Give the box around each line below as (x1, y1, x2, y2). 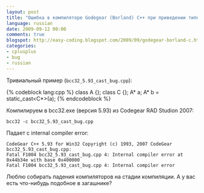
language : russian (6, 20, 53, 26)
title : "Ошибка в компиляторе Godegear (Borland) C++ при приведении (6, 15, 186, 21)
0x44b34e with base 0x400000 (6, 156, 80, 163)
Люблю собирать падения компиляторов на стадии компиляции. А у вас (6, 173, 195, 180)
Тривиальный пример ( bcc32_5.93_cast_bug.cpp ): (6, 77, 132, 84)
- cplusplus (6, 49, 36, 55)
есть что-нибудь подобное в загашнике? (6, 179, 112, 186)
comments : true (6, 32, 45, 38)
